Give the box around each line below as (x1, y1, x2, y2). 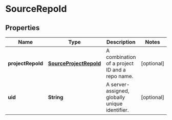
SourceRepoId (5, 3, 67, 15)
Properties (5, 23, 40, 32)
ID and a (105, 66, 126, 73)
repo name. (105, 73, 134, 80)
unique (105, 100, 123, 107)
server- (111, 81, 130, 88)
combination (105, 54, 136, 60)
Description (106, 39, 136, 45)
